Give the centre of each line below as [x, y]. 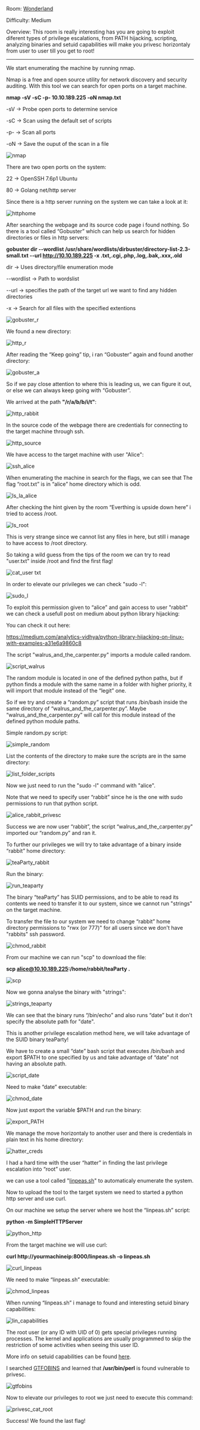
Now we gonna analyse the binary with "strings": [66, 992]
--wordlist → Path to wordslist [43, 278]
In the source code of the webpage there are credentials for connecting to [97, 425]
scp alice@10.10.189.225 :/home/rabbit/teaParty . [68, 969]
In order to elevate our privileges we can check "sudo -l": [76, 584]
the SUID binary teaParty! [37, 1039]
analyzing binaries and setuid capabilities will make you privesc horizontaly [98, 45]
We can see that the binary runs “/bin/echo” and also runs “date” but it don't [99, 1015]
